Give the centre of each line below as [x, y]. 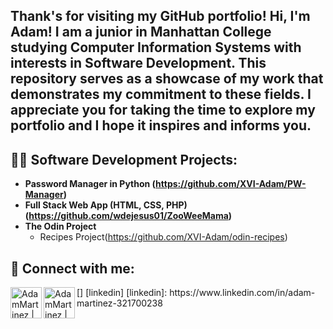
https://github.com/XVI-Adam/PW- [231, 184]
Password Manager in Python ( [90, 184]
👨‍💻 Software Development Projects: [124, 159]
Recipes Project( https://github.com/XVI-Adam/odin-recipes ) [163, 237]
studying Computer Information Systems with [156, 47]
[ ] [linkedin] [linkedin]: [122, 293]
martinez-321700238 [119, 303]
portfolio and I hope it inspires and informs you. [161, 125]
